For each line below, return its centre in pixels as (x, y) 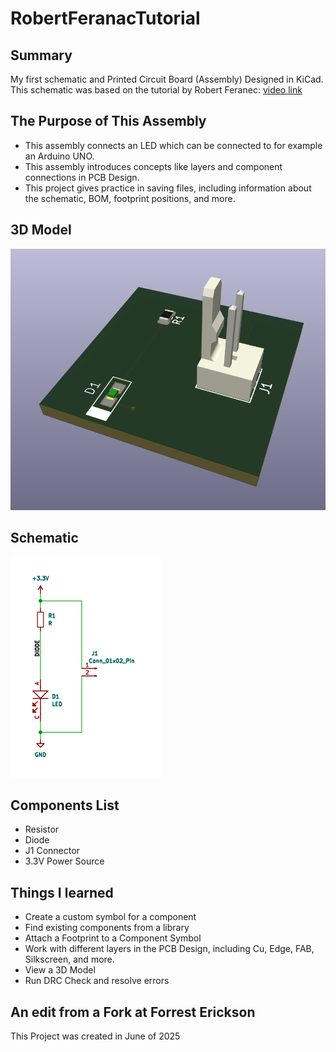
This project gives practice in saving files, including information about (168, 188)
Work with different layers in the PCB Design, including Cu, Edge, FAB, (169, 949)
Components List (65, 805)
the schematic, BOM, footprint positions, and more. (130, 198)
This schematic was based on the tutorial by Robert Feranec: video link (156, 90)
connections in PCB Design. (82, 177)
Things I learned (62, 892)
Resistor (42, 829)
